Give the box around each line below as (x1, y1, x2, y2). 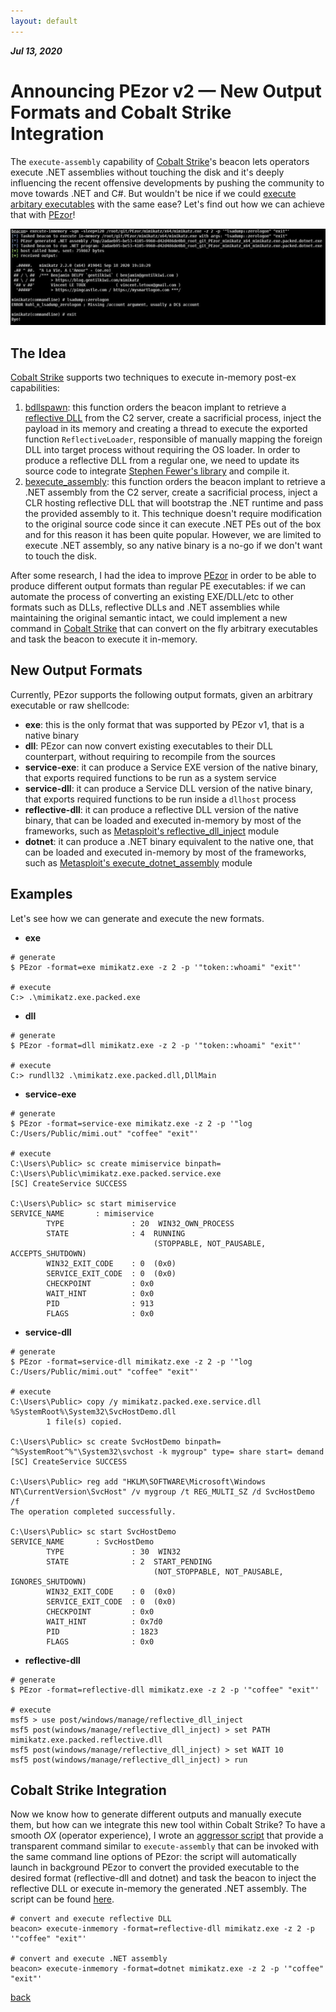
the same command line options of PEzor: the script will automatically (10, 1851, 297, 1863)
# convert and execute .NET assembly (10, 1954, 168, 1964)
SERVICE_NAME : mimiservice (10, 1208, 155, 1219)
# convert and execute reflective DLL (10, 1914, 172, 1924)
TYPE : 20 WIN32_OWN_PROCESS (46, 1218, 235, 1229)
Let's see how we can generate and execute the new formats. (10, 912, 265, 924)
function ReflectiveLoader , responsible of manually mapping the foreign (24, 433, 323, 445)
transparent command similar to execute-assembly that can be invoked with (10, 1840, 319, 1852)
